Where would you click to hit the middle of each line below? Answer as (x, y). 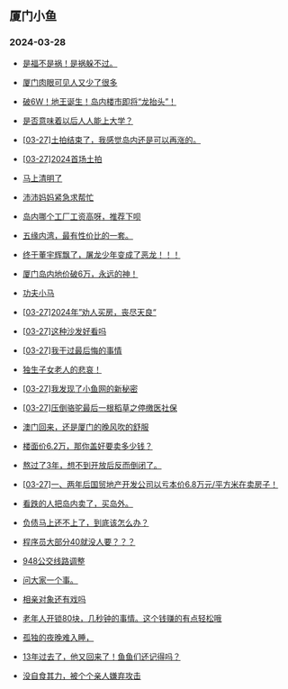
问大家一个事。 (50, 580)
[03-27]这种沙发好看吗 (64, 331)
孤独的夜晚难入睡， (58, 637)
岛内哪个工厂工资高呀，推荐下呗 (81, 216)
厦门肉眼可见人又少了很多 (70, 82)
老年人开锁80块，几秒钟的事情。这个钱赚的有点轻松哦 (122, 618)
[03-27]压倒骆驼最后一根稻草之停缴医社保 (99, 407)
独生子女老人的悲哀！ (62, 369)
